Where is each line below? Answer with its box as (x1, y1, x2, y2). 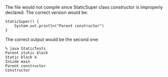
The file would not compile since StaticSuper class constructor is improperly (5, 4, 163, 10)
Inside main (5, 59, 30, 64)
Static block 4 (5, 55, 37, 60)
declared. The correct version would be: (5, 9, 88, 15)
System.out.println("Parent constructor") (14, 23, 104, 28)
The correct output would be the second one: (5, 37, 99, 42)
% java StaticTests (5, 46, 46, 51)
